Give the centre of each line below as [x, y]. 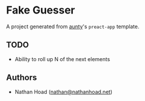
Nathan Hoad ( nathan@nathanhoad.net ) [63, 92]
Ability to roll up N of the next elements [62, 59]
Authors [22, 78]
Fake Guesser [41, 10]
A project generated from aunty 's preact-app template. [73, 26]
